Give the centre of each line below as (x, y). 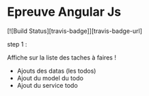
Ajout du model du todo (50, 78)
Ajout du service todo (48, 85)
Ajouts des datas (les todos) (56, 71)
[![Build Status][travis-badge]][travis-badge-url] (74, 31)
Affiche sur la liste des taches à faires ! (62, 57)
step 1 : (17, 44)
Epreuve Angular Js (64, 12)
